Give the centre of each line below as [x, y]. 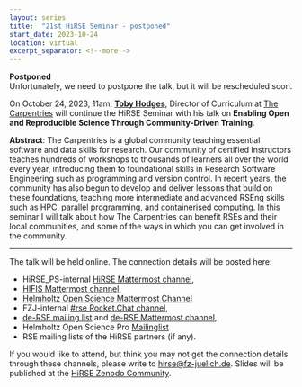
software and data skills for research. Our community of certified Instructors [151, 150]
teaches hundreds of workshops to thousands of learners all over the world [149, 159]
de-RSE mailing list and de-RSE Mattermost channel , [120, 318]
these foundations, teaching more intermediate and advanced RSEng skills [147, 198]
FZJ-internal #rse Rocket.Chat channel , [95, 308]
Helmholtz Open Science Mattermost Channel [107, 299]
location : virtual [44, 43]
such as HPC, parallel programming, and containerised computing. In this [145, 207]
